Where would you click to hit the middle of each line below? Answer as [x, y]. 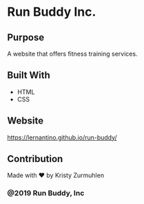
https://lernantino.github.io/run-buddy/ [62, 137]
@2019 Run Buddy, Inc [46, 193]
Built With [29, 75]
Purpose [26, 37]
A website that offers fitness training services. [72, 54]
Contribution [35, 159]
